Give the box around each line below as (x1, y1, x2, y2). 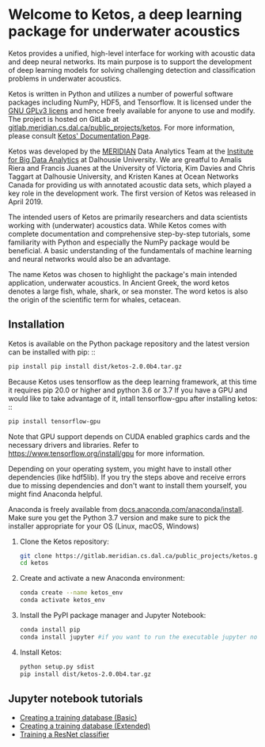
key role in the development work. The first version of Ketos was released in (8, 188, 256, 198)
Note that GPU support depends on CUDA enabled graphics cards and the (8, 431, 251, 441)
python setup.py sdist (19, 662, 95, 670)
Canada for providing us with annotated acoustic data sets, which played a (8, 180, 252, 189)
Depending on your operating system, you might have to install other (8, 464, 232, 473)
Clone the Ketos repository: (19, 537, 109, 546)
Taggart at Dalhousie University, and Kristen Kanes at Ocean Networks (8, 172, 239, 181)
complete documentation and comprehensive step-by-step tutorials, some (8, 229, 251, 238)
